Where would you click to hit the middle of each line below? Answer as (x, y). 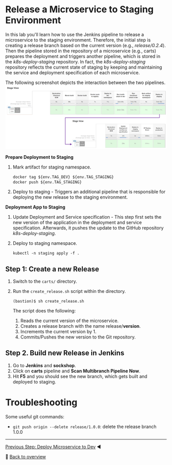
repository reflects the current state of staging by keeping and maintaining (84, 67)
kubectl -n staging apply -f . (46, 253)
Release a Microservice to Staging (79, 9)
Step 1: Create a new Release (52, 269)
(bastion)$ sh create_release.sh (48, 301)
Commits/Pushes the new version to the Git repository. (78, 337)
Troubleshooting (41, 403)
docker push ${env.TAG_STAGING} (47, 182)
